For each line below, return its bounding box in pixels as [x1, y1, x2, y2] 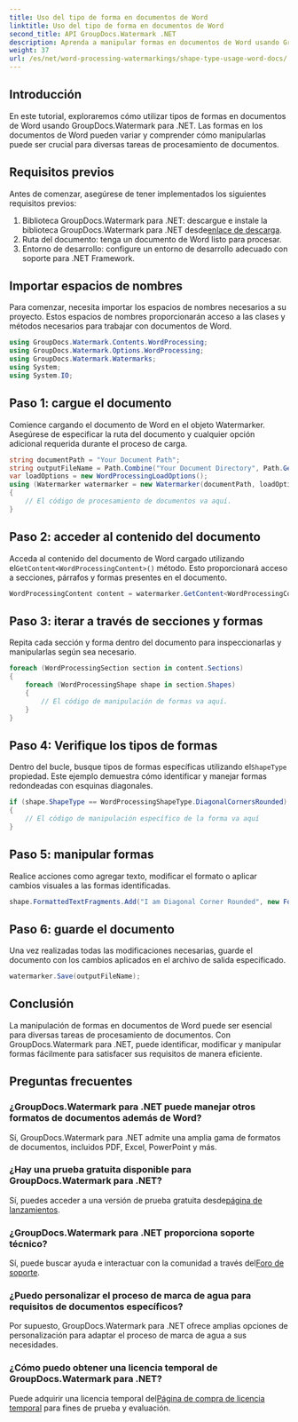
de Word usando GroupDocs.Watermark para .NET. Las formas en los [9, 120, 263, 131]
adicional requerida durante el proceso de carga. [9, 438, 188, 449]
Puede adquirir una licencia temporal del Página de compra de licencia [9, 1393, 265, 1403]
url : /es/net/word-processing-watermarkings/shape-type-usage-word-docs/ [9, 54, 288, 63]
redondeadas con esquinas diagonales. [9, 781, 153, 791]
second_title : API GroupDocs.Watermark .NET [9, 29, 176, 38]
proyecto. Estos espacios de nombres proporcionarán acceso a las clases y [9, 312, 286, 322]
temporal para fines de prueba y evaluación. [9, 1402, 171, 1413]
